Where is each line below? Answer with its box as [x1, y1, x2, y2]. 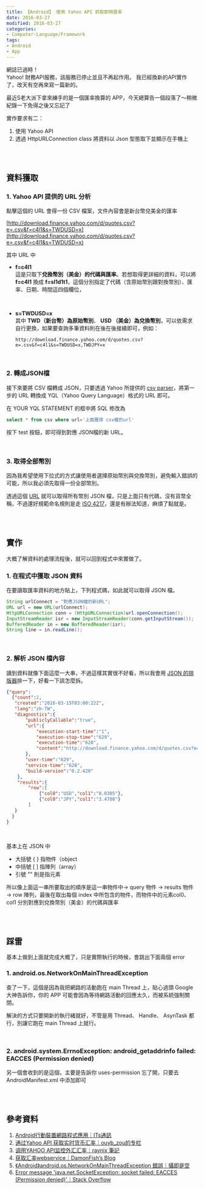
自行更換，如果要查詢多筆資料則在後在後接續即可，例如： [15, 324, 159, 332]
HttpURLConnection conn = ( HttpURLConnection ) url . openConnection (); [6, 610, 183, 616]
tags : [6, 37, 20, 43]
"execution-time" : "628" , [36, 739, 99, 746]
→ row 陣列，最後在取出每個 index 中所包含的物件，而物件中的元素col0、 [6, 891, 190, 898]
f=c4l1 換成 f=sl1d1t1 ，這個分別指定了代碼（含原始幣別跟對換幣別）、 [15, 278, 188, 286]
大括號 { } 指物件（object [15, 855, 78, 863]
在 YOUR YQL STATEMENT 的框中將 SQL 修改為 [6, 405, 126, 412]
